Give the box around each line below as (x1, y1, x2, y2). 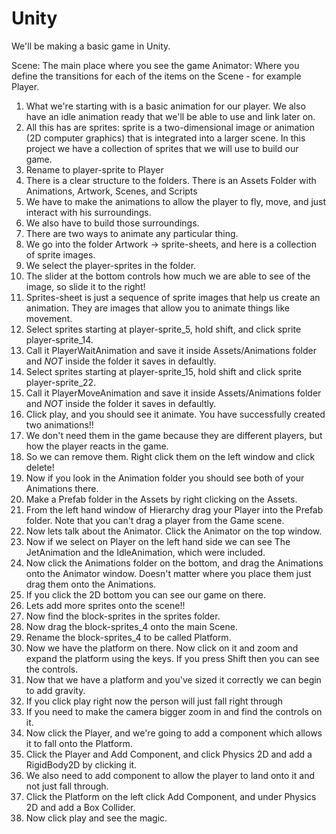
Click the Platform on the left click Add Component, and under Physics (25, 790, 317, 802)
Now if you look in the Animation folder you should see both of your (25, 472, 305, 484)
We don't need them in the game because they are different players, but (25, 429, 323, 441)
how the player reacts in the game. (25, 440, 169, 452)
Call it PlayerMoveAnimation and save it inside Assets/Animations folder (25, 387, 322, 399)
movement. (25, 312, 73, 324)
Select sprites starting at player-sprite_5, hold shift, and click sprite (25, 323, 302, 335)
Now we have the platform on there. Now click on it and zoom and (25, 642, 299, 654)
